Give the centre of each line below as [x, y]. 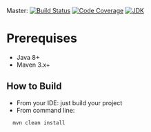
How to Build [34, 86]
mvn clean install [39, 123]
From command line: [46, 110]
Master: [17, 11]
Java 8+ [28, 57]
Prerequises [42, 38]
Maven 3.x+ [33, 65]
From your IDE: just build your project [69, 102]
